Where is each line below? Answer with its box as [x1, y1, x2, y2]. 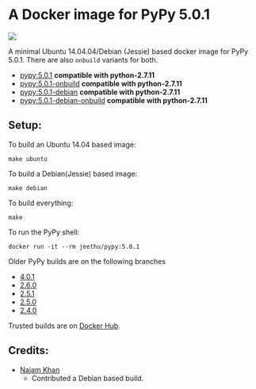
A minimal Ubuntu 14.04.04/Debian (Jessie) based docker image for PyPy [8, 46, 249, 56]
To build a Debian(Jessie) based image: [8, 169, 137, 178]
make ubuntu [8, 154, 48, 163]
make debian [8, 184, 48, 192]
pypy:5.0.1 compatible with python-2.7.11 [19, 70, 155, 80]
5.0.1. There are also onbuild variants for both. [8, 55, 159, 64]
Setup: [8, 119, 42, 132]
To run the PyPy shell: [8, 227, 80, 237]
